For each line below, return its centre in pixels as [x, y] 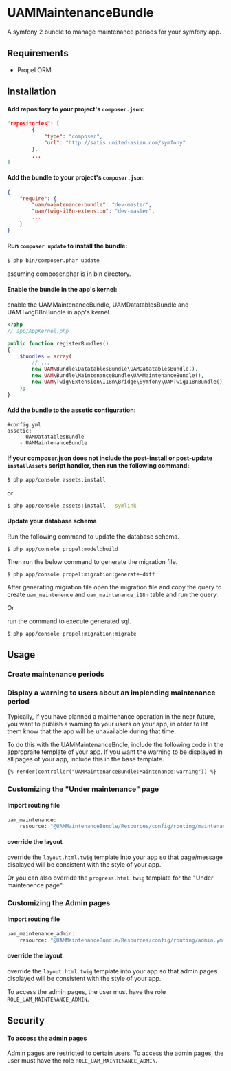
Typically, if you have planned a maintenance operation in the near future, [111, 716]
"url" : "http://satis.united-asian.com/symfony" [115, 142]
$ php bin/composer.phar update [53, 261]
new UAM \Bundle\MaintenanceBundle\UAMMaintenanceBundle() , [118, 376]
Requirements [38, 53]
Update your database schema [52, 521]
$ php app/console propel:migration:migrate [72, 634]
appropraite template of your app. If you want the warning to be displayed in [115, 752]
